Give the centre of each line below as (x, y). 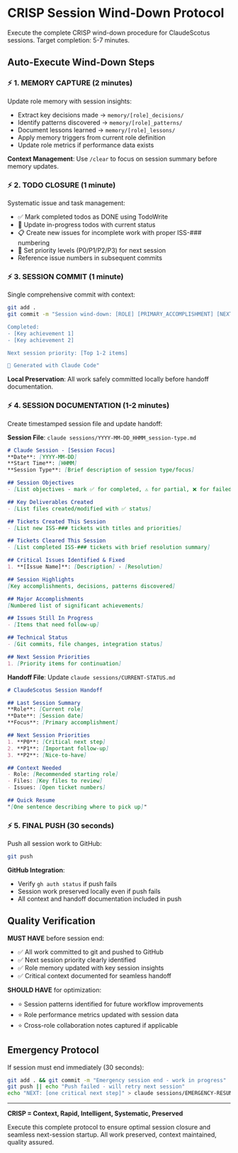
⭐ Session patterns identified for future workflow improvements (110, 1004)
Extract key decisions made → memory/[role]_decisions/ (101, 115)
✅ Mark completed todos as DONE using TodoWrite (93, 217)
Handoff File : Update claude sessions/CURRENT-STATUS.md (91, 677)
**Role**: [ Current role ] (45, 709)
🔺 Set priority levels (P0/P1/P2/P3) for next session (92, 250)
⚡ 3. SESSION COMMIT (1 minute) (66, 276)
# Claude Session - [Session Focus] (61, 450)
